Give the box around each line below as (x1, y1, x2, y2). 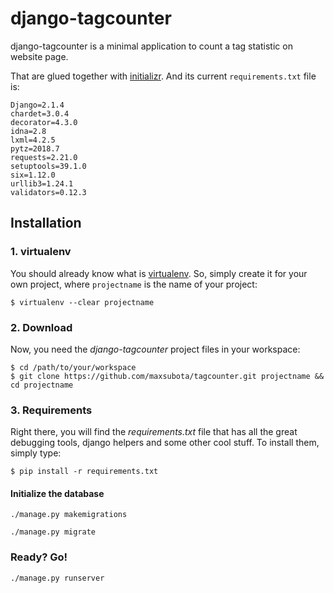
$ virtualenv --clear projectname (10, 297, 155, 307)
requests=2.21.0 (10, 152, 78, 162)
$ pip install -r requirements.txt (10, 467, 159, 477)
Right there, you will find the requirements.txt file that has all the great (10, 426, 298, 438)
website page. (10, 50, 69, 62)
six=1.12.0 (10, 170, 56, 180)
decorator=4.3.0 (10, 117, 78, 127)
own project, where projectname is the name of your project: (10, 278, 258, 290)
